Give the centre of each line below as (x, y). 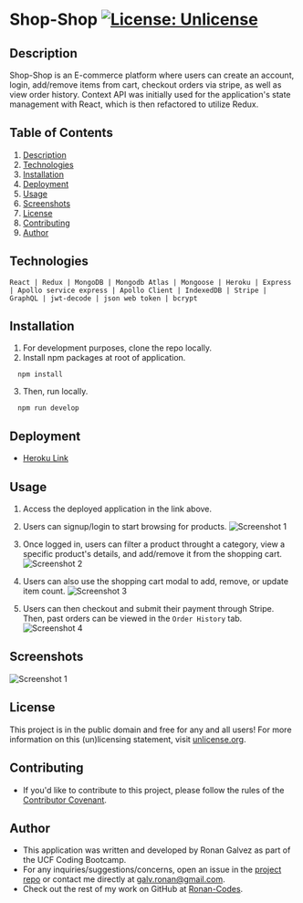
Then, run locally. (55, 392)
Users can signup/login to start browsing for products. (125, 527)
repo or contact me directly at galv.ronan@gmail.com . (124, 879)
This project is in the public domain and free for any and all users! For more (151, 730)
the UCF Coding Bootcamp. (74, 860)
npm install (41, 374)
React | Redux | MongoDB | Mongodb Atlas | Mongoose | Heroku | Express (151, 282)
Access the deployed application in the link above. (117, 509)
